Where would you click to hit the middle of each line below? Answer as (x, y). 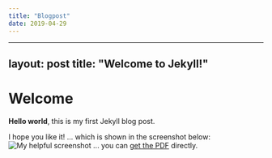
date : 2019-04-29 (38, 23)
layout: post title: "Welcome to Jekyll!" (108, 64)
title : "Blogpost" (39, 16)
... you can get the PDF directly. (145, 145)
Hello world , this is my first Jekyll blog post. (82, 121)
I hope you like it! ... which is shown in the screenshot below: (109, 137)
